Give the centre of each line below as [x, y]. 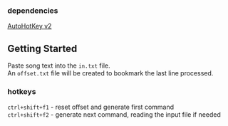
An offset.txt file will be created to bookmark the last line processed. [110, 73]
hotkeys [22, 92]
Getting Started [42, 48]
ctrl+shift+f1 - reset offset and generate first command [91, 107]
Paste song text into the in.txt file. [59, 65]
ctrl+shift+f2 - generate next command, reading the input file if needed [114, 115]
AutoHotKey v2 [30, 26]
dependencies [33, 11]
